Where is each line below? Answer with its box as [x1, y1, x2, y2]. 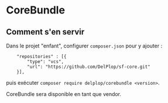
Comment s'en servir [6, 27, 85, 37]
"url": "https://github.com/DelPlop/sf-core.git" [27, 64, 150, 70]
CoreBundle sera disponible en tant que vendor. [6, 91, 122, 97]
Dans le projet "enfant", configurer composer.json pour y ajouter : [6, 42, 163, 49]
